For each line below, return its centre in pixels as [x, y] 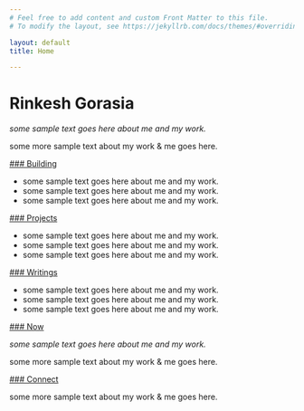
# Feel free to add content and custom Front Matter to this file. [139, 18]
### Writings [33, 272]
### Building [33, 164]
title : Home [32, 51]
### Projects [33, 218]
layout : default [40, 43]
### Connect [34, 379]
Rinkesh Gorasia [72, 104]
